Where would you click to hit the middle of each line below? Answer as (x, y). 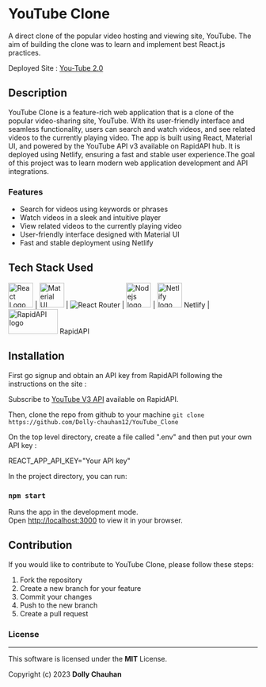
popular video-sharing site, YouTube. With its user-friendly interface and (126, 121)
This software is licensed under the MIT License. (88, 659)
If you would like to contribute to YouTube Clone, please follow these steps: (131, 564)
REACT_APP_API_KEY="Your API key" (69, 461)
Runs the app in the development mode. (73, 511)
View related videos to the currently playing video (101, 226)
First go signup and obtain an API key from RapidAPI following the (116, 375)
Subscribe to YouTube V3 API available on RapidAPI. (93, 399)
